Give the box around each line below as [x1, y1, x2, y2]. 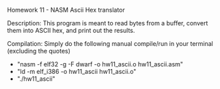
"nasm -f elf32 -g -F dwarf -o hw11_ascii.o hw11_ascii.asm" [16, 60, 183, 68]
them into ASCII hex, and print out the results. [7, 27, 135, 34]
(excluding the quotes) [7, 47, 70, 55]
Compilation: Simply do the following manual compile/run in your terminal [7, 40, 213, 47]
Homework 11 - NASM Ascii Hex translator [7, 6, 125, 14]
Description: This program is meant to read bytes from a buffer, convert [7, 19, 208, 27]
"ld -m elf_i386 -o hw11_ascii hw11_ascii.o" [16, 68, 137, 75]
